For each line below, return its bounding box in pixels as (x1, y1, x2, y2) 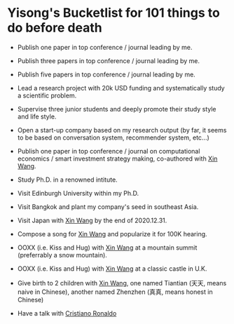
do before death (7, 20, 103, 36)
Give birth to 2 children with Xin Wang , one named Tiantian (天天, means (17, 278, 227, 287)
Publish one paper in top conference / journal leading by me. (17, 43, 193, 51)
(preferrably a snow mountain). (17, 250, 107, 259)
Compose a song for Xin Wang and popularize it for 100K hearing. (17, 229, 208, 238)
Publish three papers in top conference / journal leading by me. (17, 56, 200, 65)
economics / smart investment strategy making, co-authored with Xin (17, 154, 218, 163)
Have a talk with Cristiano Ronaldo (17, 309, 117, 317)
